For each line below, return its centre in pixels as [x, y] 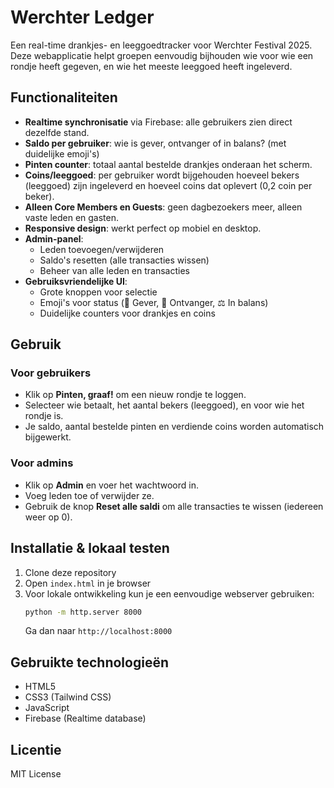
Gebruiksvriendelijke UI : [76, 281]
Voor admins [42, 463]
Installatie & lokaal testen [90, 548]
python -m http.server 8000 [83, 612]
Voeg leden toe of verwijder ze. [89, 495]
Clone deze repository [70, 572]
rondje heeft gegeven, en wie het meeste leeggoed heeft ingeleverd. [151, 66]
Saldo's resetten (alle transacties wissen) [124, 260]
